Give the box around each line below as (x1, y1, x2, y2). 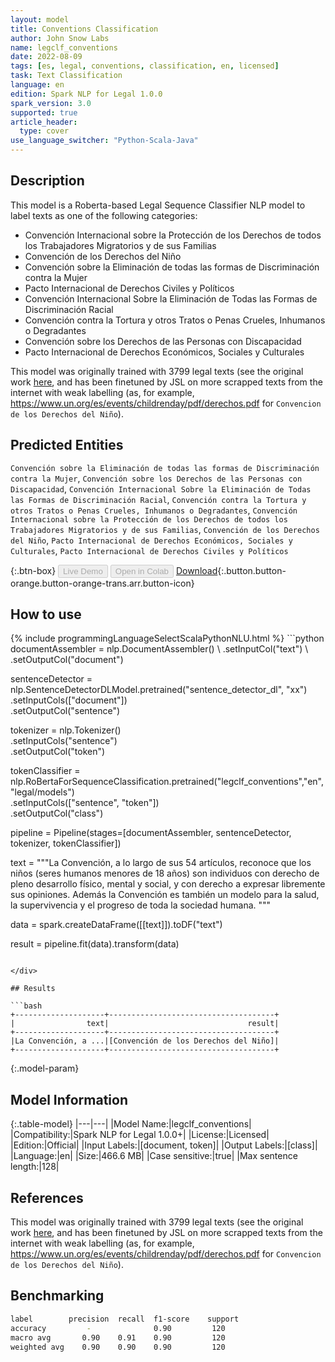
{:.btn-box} (10, 564, 57, 576)
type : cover (19, 126, 70, 136)
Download (175, 564, 218, 576)
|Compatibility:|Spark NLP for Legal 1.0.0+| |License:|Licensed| (10, 1129, 270, 1141)
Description (10, 172, 85, 190)
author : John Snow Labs (10, 33, 110, 43)
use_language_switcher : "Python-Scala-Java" (10, 136, 199, 146)
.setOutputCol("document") (10, 654, 124, 666)
